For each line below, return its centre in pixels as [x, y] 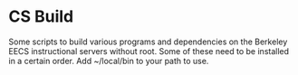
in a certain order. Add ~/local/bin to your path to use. [109, 61]
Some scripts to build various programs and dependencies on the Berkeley [148, 42]
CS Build [41, 17]
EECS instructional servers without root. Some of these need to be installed [149, 51]
